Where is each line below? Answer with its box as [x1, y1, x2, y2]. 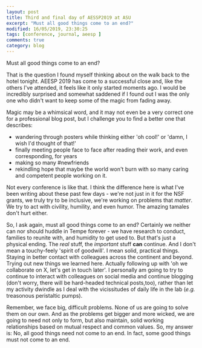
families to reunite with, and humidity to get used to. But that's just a [6, 234, 176, 241]
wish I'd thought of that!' [15, 139, 77, 147]
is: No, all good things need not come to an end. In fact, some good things [6, 329, 191, 336]
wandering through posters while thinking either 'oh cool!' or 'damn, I [15, 133, 187, 140]
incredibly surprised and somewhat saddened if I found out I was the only [6, 90, 190, 98]
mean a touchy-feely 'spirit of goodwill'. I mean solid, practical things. [6, 247, 180, 254]
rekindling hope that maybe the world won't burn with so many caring [15, 165, 189, 173]
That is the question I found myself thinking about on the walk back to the [6, 71, 190, 78]
